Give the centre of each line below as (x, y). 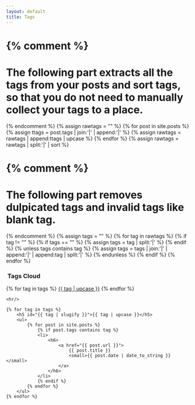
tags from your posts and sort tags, (93, 85)
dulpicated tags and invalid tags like (95, 207)
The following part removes (74, 195)
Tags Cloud (24, 276)
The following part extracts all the (90, 72)
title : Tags (20, 17)
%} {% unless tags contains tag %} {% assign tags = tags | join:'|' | (87, 248)
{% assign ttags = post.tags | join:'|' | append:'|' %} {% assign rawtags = (94, 132)
